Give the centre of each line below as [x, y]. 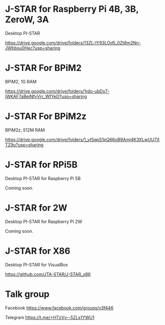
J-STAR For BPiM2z [46, 116]
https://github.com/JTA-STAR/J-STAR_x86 [48, 274]
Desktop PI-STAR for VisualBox [37, 264]
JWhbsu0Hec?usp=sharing [33, 48]
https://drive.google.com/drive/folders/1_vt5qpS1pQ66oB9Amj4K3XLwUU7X [82, 140]
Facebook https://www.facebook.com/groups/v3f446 [59, 308]
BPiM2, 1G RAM [21, 81]
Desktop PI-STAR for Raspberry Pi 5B [43, 178]
